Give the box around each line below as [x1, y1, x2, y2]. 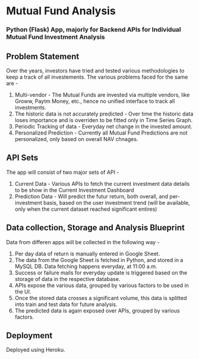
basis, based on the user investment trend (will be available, [43, 199, 190, 206]
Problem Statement [6, 51, 80, 61]
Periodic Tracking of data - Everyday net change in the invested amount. [14, 123, 193, 130]
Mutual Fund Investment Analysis [6, 33, 105, 41]
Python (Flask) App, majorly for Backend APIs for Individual [6, 26, 181, 34]
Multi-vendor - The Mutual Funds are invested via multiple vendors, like [14, 91, 190, 98]
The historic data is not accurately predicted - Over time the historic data [14, 110, 194, 117]
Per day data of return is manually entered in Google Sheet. [14, 250, 160, 257]
